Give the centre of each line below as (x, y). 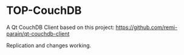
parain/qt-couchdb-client (38, 33)
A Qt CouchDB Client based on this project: (60, 27)
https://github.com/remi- (147, 27)
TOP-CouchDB (44, 11)
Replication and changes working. (49, 45)
